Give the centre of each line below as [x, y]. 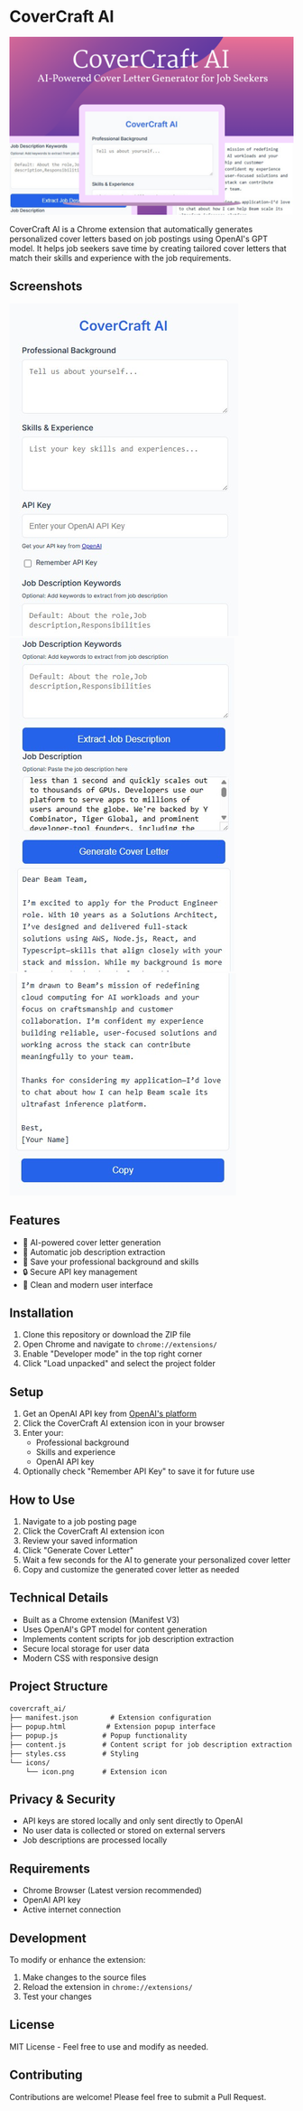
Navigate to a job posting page [79, 1521]
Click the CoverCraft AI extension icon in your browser [124, 1423]
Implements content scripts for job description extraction [128, 1638]
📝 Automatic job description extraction [94, 1252]
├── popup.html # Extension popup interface [113, 1726]
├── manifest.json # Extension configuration [110, 1717]
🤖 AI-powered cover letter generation [92, 1242]
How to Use [42, 1500]
